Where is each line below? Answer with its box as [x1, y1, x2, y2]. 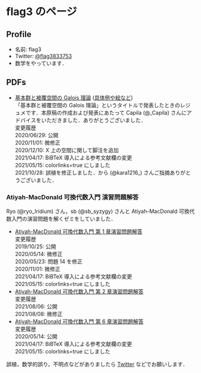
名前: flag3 [14, 46, 42, 53]
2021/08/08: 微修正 [14, 311, 63, 318]
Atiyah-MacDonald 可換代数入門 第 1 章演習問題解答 [14, 228, 143, 235]
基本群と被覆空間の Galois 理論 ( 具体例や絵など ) [14, 94, 133, 101]
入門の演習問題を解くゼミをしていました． [11, 215, 117, 222]
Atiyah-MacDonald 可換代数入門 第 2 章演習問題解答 [14, 288, 144, 295]
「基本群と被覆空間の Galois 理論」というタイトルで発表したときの [14, 101, 181, 109]
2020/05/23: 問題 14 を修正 [14, 258, 83, 265]
